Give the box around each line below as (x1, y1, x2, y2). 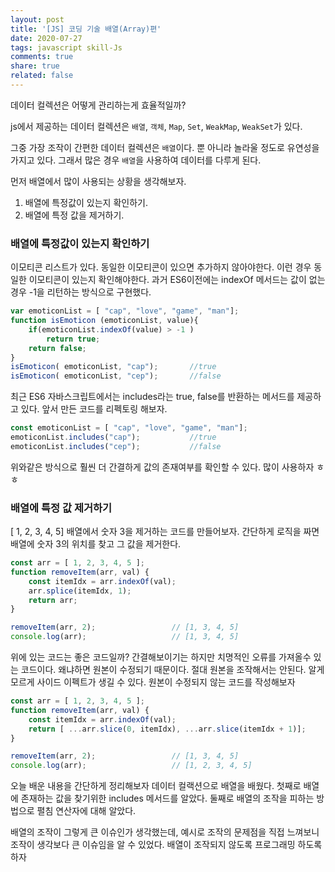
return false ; (28, 343, 87, 353)
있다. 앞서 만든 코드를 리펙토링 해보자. (20, 403, 168, 415)
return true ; (46, 334, 101, 344)
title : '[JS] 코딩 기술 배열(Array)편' (10, 24, 162, 34)
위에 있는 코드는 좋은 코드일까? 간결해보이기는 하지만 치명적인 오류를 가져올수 (10, 651, 312, 663)
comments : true (10, 52, 74, 62)
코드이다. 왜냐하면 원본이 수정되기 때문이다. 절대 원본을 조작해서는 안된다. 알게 (20, 664, 325, 676)
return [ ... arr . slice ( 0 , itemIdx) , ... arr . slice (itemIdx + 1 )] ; (28, 724, 307, 734)
